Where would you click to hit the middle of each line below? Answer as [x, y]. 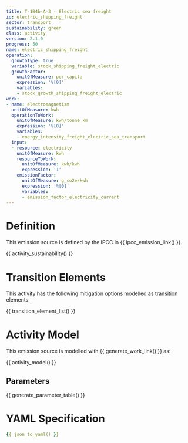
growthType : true [33, 60]
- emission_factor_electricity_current [70, 197]
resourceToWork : [37, 159]
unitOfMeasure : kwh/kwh [51, 164]
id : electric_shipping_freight [44, 17]
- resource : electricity [42, 148]
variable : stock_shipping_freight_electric [65, 66]
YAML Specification [56, 419]
